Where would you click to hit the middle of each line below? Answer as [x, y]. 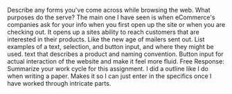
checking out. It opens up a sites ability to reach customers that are [103, 32]
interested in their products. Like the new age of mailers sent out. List [106, 39]
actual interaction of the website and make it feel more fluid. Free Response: [116, 61]
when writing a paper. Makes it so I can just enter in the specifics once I [109, 76]
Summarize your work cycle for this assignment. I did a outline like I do [108, 69]
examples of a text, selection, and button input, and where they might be [111, 47]
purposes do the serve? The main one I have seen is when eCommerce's [111, 17]
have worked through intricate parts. [59, 83]
